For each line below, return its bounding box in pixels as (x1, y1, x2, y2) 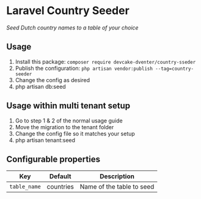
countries (46, 182, 75, 191)
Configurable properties (6, 154, 101, 164)
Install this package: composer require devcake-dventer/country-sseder (15, 58, 196, 65)
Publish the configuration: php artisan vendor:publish (15, 64, 153, 72)
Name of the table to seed (79, 182, 155, 191)
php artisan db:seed (15, 83, 66, 90)
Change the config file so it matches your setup (15, 130, 136, 137)
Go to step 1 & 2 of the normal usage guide (15, 117, 123, 124)
